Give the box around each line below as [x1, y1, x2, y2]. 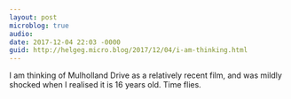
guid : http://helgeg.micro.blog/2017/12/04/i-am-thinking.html [9, 46, 248, 55]
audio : [9, 29, 34, 38]
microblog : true [9, 21, 69, 30]
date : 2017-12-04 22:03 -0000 [9, 37, 122, 47]
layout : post [9, 12, 58, 22]
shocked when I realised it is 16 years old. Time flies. [9, 80, 201, 90]
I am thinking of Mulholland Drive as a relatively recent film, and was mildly [9, 70, 282, 80]
